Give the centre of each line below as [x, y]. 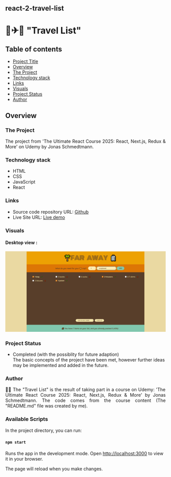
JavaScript [24, 182]
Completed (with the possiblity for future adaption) [66, 354]
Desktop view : [21, 243]
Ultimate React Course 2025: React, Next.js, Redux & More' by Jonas [85, 395]
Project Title [25, 61]
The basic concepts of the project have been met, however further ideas [89, 360]
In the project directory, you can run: [44, 430]
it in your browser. [24, 459]
